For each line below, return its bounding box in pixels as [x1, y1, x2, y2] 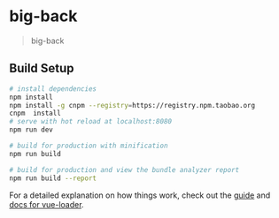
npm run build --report [9, 174, 97, 183]
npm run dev [9, 125, 53, 134]
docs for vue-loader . [9, 199, 84, 209]
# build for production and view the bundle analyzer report [9, 165, 240, 174]
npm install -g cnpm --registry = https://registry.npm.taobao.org [9, 101, 255, 109]
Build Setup [9, 61, 74, 76]
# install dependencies [9, 84, 97, 94]
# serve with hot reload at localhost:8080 [9, 117, 173, 126]
